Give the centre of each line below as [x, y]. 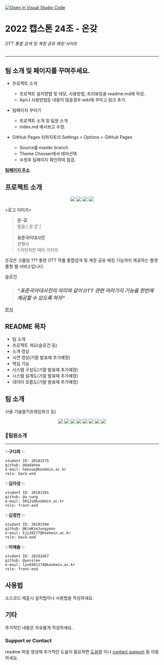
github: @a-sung [21, 497]
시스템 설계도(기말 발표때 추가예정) [45, 376]
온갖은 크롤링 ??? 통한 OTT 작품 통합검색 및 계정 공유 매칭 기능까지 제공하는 [77, 260]
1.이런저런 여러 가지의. [38, 250]
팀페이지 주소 [18, 170]
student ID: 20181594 [27, 525]
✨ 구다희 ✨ [15, 452]
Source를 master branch [44, 148]
